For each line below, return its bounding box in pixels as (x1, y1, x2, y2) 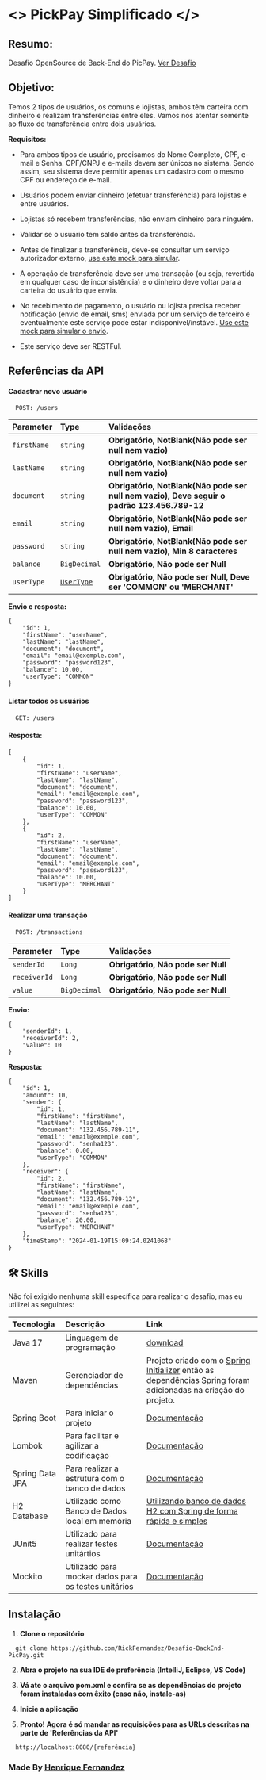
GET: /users (15, 714, 55, 722)
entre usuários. (19, 198, 70, 208)
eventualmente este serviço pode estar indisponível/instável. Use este (19, 317, 249, 327)
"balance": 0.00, (36, 1147, 93, 1155)
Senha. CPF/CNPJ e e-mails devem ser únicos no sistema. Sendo (40, 158, 255, 167)
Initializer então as (146, 1365, 215, 1376)
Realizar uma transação (8, 910, 88, 921)
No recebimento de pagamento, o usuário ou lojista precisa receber (19, 300, 241, 310)
